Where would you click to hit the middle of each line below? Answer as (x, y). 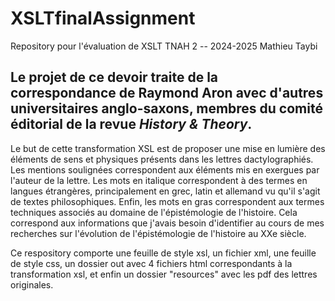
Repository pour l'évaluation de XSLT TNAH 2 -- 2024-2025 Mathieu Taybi (164, 46)
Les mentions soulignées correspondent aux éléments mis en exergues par (165, 169)
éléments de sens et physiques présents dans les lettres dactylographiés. (162, 159)
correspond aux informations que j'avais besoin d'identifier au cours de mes (167, 223)
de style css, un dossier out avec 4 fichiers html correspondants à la (151, 263)
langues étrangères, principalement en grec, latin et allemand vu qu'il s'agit (165, 191)
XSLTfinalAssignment (103, 18)
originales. (32, 284)
